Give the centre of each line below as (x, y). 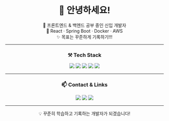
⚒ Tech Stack (84, 55)
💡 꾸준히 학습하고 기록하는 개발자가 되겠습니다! (84, 113)
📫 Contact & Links (84, 85)
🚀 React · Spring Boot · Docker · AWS (84, 31)
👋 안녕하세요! (84, 10)
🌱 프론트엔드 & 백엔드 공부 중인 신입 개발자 (84, 25)
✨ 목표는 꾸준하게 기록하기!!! (84, 37)
